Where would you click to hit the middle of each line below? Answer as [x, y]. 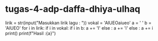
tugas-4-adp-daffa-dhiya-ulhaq [73, 9]
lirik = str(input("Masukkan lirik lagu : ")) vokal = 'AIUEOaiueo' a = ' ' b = [79, 23]
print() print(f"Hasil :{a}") [30, 33]
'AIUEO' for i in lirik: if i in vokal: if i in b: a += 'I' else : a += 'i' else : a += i [79, 28]
